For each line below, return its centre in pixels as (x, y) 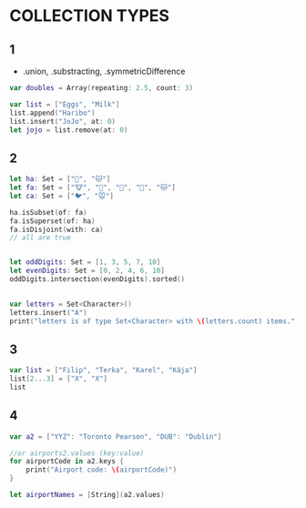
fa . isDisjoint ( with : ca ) (56, 229)
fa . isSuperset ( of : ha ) (52, 221)
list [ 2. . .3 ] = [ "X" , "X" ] (58, 379)
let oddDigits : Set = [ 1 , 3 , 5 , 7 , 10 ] (85, 262)
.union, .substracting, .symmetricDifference (104, 71)
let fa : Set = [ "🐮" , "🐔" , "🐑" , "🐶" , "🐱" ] (92, 188)
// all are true (40, 238)
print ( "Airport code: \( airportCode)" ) (102, 470)
